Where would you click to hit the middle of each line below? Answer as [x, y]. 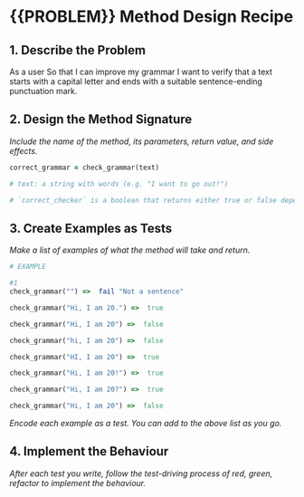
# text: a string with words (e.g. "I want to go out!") [119, 184]
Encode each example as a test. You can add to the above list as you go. [146, 423]
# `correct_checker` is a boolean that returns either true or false [143, 200]
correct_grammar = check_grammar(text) [85, 167]
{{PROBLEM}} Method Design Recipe [152, 17]
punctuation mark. [43, 91]
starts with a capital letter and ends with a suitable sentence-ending [136, 81]
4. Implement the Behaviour [89, 451]
